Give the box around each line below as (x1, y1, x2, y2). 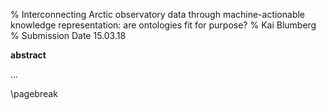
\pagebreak (10, 88, 58, 99)
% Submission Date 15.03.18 (10, 30, 127, 41)
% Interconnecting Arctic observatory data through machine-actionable (10, 9, 306, 20)
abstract (10, 49, 47, 61)
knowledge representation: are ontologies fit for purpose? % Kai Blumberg (10, 19, 317, 31)
